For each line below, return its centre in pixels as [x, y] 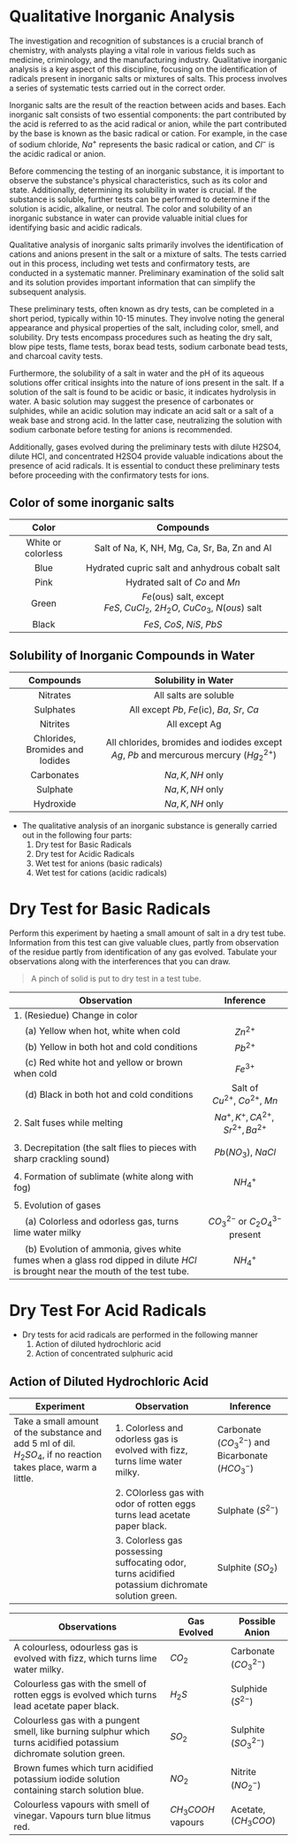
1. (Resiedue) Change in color [76, 1015]
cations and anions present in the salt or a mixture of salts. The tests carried [148, 253]
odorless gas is [146, 1439]
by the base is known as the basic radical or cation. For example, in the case [148, 133]
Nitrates [55, 696]
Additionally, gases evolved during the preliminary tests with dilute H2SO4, [145, 447]
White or [44, 542]
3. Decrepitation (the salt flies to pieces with [105, 1148]
